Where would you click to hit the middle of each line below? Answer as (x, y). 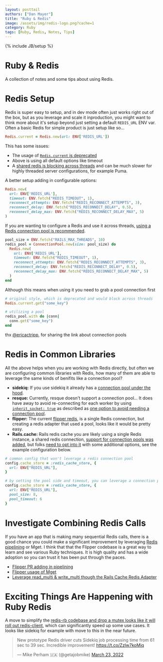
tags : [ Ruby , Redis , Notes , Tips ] (40, 32)
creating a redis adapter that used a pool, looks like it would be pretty (81, 424)
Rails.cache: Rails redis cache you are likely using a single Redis (77, 434)
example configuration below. (42, 449)
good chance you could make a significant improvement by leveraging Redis (81, 542)
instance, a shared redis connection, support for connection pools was (83, 439)
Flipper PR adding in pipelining (43, 567)
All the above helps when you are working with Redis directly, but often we (80, 368)
